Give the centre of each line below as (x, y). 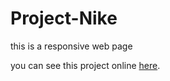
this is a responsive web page (71, 46)
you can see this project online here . (85, 65)
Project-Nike (64, 18)
